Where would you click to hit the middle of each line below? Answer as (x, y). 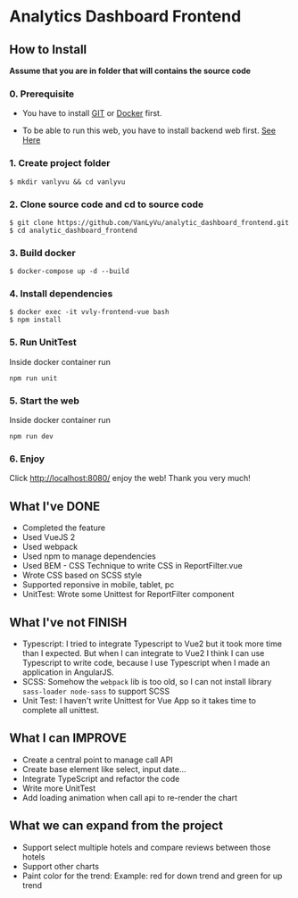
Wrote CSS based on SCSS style (82, 575)
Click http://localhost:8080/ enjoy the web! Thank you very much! (130, 478)
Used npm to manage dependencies (89, 556)
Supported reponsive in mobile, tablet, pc (98, 585)
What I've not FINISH (68, 622)
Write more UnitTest (59, 788)
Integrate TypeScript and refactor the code (101, 778)
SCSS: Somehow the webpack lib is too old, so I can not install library (147, 682)
